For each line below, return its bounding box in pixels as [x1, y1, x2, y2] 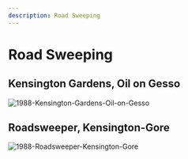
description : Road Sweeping [8, 11, 101, 20]
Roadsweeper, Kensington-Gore [8, 121, 170, 134]
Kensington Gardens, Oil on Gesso [8, 77, 181, 91]
